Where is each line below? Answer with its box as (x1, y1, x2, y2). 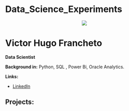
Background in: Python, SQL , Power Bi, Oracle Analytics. (5, 64, 124, 70)
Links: (5, 73, 19, 79)
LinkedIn (12, 83, 31, 89)
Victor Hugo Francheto (5, 38, 102, 49)
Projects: (5, 98, 34, 106)
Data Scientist (5, 54, 36, 60)
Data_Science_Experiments (5, 4, 122, 15)
